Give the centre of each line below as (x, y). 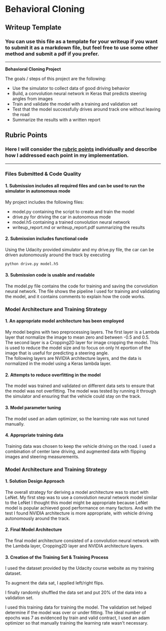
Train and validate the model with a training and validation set (75, 104)
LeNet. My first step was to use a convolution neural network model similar (81, 497)
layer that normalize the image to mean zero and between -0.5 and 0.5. (77, 337)
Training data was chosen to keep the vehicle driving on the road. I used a (80, 446)
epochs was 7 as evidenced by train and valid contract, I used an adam (77, 618)
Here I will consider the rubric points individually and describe (81, 149)
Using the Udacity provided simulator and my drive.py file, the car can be (80, 249)
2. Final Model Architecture (34, 530)
